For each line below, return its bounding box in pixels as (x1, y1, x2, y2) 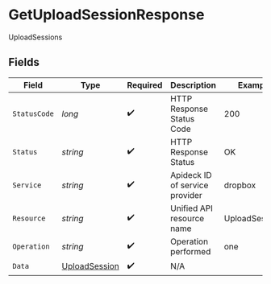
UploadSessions (8, 32, 63, 42)
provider (170, 189, 203, 200)
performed (170, 245, 211, 257)
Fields (8, 56, 40, 69)
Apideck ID (170, 169, 212, 180)
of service (170, 179, 209, 191)
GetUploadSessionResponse (8, 6, 205, 24)
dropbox (223, 179, 256, 191)
